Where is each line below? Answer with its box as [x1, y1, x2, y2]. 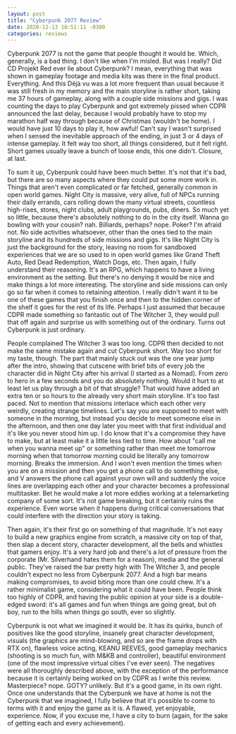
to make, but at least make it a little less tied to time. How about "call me [7, 437, 216, 445]
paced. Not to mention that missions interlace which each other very [7, 399, 206, 408]
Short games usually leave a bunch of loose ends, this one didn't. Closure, [7, 147, 223, 155]
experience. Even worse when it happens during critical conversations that [7, 504, 224, 512]
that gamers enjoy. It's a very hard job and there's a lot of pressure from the [7, 548, 228, 556]
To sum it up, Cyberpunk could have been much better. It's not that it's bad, [7, 168, 227, 176]
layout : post [7, 10, 46, 18]
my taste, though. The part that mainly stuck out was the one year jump [7, 354, 215, 363]
